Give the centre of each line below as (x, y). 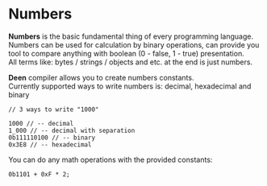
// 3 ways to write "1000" (54, 110)
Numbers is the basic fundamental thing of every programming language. (131, 36)
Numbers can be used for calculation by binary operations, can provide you (134, 44)
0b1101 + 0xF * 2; (39, 174)
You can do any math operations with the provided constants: (111, 159)
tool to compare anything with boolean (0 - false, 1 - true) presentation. (126, 53)
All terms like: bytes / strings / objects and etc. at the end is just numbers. (130, 62)
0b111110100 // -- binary (52, 138)
